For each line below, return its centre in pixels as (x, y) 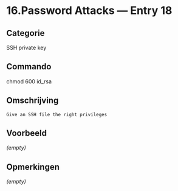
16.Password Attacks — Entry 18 (89, 11)
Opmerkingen (33, 167)
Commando (29, 67)
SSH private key (26, 47)
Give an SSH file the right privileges (57, 114)
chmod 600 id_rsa (29, 81)
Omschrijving (33, 101)
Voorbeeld (27, 134)
